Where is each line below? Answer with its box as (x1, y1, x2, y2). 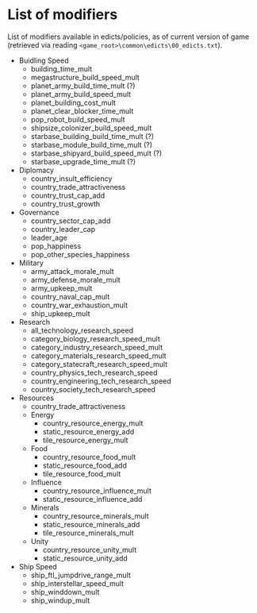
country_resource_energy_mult (42, 418, 144, 428)
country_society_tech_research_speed (30, 384, 156, 394)
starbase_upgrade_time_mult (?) (30, 156, 136, 166)
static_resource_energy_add (42, 426, 135, 436)
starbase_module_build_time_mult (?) (30, 140, 152, 149)
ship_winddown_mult (30, 587, 100, 596)
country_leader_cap (30, 224, 96, 233)
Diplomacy (18, 165, 55, 175)
